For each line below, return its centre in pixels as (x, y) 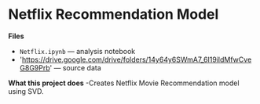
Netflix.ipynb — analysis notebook (77, 51)
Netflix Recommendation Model (114, 14)
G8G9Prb (35, 67)
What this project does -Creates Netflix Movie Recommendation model (124, 83)
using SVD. (26, 91)
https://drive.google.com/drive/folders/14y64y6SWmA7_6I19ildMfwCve (137, 59)
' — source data (76, 67)
